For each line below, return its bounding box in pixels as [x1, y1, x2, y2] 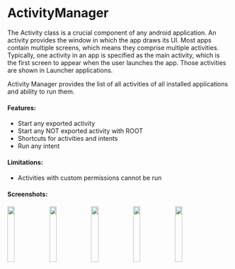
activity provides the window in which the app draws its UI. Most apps [7, 35, 212, 44]
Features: [7, 103, 37, 112]
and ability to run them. [7, 87, 75, 96]
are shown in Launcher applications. [7, 66, 113, 74]
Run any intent [17, 142, 60, 150]
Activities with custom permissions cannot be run [17, 173, 162, 182]
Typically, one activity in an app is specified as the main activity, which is [7, 51, 220, 59]
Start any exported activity [17, 119, 96, 128]
